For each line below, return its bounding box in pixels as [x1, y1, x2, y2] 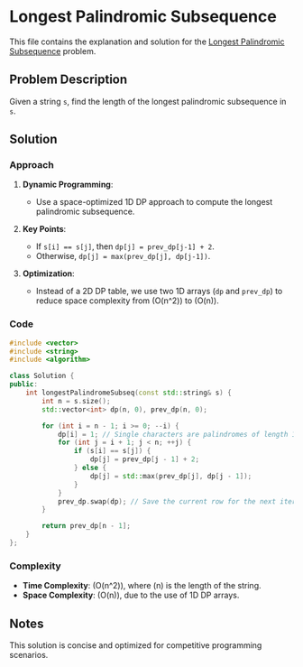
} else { [73, 463, 106, 473]
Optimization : [22, 268, 75, 279]
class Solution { [9, 372, 75, 381]
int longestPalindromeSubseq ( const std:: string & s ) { [25, 388, 232, 398]
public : [9, 380, 39, 389]
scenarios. [9, 650, 49, 661]
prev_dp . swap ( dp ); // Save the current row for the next [57, 496, 277, 506]
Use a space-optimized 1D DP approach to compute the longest [35, 197, 273, 208]
